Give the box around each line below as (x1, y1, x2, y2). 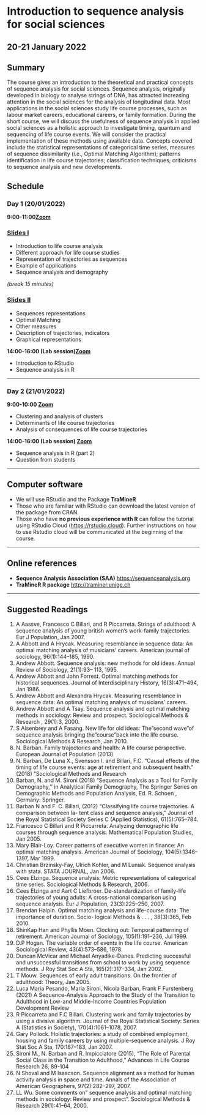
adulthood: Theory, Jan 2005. (15, 978, 91, 986)
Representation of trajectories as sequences (15, 255, 128, 263)
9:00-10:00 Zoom (7, 400, 54, 408)
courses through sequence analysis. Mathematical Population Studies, (15, 828, 193, 836)
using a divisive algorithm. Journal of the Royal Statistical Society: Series (15, 1018, 199, 1025)
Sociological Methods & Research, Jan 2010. (15, 738, 128, 745)
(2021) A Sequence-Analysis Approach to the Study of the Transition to (15, 991, 195, 999)
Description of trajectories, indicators (15, 329, 110, 336)
